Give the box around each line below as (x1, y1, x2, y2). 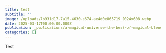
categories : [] (5, 30, 37, 35)
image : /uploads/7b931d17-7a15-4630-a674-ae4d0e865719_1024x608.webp (5, 16, 152, 21)
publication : (5, 26, 32, 30)
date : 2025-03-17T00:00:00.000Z (5, 21, 72, 26)
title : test (5, 7, 30, 12)
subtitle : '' (5, 12, 32, 17)
